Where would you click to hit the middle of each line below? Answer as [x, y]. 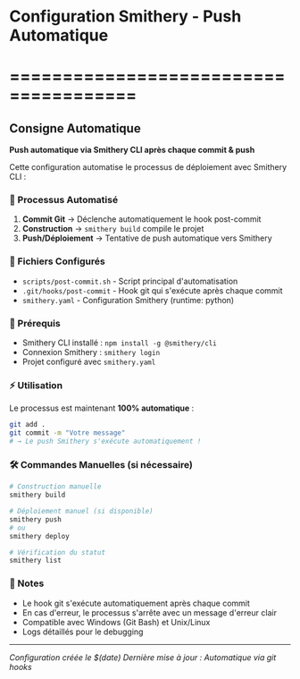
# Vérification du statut [57, 552]
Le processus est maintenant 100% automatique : [102, 408]
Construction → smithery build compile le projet [113, 229]
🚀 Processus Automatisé [64, 200]
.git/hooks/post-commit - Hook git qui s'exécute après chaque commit [152, 290]
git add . [28, 425]
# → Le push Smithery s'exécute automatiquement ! [105, 441]
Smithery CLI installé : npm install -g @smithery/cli [119, 343]
